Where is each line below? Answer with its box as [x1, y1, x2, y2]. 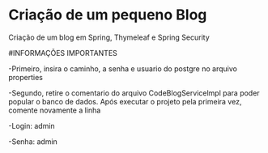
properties [8, 72, 43, 82]
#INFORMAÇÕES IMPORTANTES [8, 48, 117, 57]
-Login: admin [8, 121, 55, 130]
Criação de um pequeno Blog [8, 6, 207, 24]
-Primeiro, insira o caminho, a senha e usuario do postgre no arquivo [8, 63, 237, 74]
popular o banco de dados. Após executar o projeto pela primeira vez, [8, 96, 242, 106]
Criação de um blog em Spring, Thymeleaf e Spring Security [8, 32, 211, 42]
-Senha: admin [8, 136, 58, 147]
